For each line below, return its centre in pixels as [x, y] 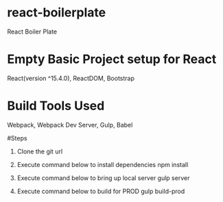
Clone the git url [40, 151]
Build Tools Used [56, 106]
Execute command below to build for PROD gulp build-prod [101, 191]
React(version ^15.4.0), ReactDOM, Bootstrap [71, 78]
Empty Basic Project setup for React [112, 59]
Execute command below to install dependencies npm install [103, 164]
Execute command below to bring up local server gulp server [103, 178]
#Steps [17, 138]
